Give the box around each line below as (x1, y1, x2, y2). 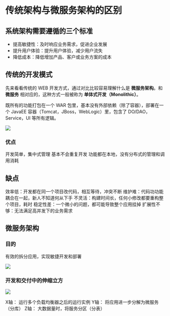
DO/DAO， (128, 108, 151, 115)
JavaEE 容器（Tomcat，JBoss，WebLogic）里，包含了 (11, 108, 127, 115)
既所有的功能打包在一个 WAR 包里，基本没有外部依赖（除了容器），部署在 (5, 102, 160, 108)
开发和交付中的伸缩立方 (5, 277, 63, 284)
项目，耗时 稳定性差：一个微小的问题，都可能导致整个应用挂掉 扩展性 (9, 201, 156, 207)
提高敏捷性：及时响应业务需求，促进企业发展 (12, 41, 108, 47)
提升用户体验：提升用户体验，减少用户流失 (12, 48, 103, 54)
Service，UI (5, 115, 31, 121)
